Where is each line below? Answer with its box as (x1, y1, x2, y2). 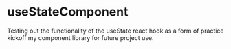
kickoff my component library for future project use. (7, 33, 154, 42)
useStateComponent (7, 4, 129, 20)
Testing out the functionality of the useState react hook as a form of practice (7, 27, 225, 35)
